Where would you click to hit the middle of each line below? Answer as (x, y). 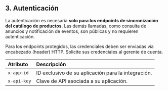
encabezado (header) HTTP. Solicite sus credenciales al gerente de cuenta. (84, 52)
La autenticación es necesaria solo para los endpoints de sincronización (82, 20)
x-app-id (18, 73)
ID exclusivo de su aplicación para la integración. (94, 73)
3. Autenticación (32, 8)
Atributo (18, 64)
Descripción (51, 64)
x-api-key (19, 81)
